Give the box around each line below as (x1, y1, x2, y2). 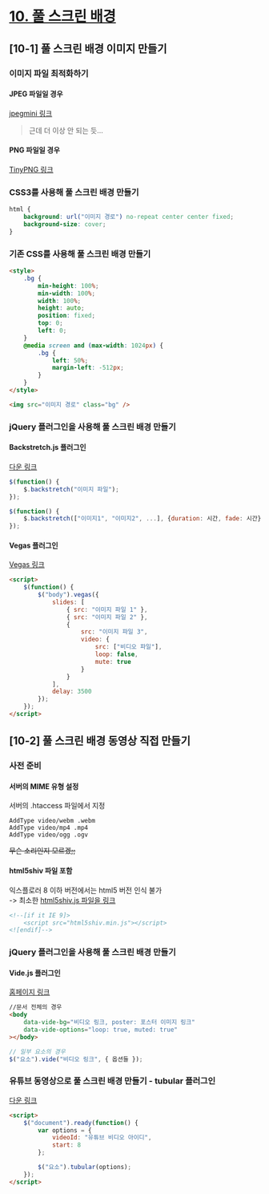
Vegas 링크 (9, 560, 45, 569)
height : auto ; (38, 304, 85, 313)
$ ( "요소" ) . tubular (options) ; (38, 1164, 131, 1172)
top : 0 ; (38, 319, 63, 327)
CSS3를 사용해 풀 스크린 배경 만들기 (9, 186, 139, 197)
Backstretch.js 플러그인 (9, 443, 86, 452)
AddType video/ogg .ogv (9, 831, 89, 839)
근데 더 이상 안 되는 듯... (28, 125, 103, 135)
